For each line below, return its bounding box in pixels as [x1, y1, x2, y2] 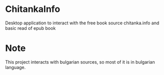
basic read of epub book [5, 25, 56, 31]
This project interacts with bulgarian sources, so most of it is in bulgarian [5, 59, 155, 65]
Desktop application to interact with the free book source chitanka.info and [5, 20, 159, 26]
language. [5, 64, 26, 70]
